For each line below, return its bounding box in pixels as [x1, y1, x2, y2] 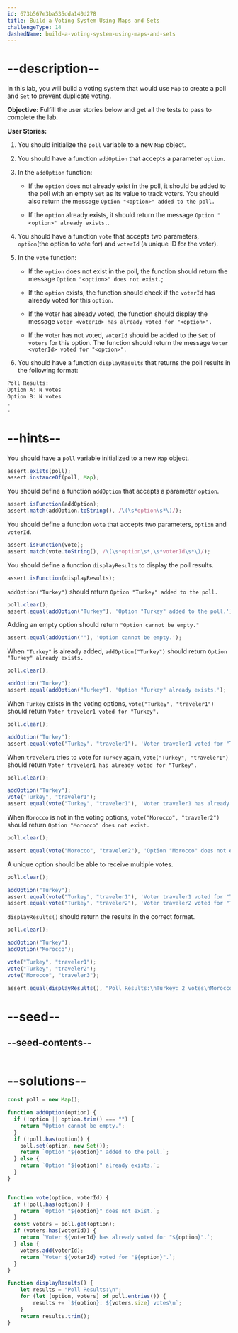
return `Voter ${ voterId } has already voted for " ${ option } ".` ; [20, 1234, 214, 1241]
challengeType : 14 [7, 23, 62, 31]
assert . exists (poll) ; [7, 467, 72, 474]
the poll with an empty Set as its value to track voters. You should [28, 190, 220, 198]
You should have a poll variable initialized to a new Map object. [7, 454, 190, 462]
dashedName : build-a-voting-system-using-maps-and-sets [7, 30, 176, 38]
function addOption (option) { [7, 1109, 97, 1116]
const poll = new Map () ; [7, 1097, 81, 1104]
